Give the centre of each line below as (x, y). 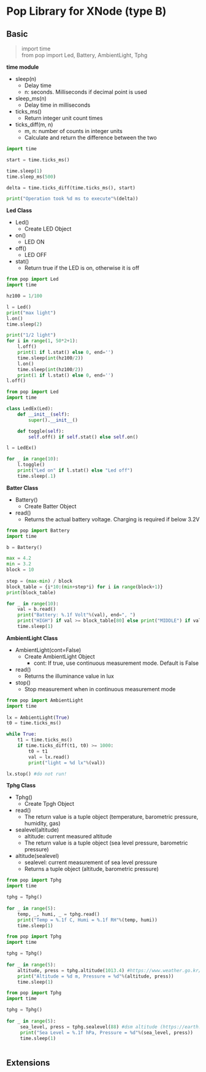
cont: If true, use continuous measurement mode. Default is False (116, 663)
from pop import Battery (38, 530)
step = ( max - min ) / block (39, 581)
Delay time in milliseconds (57, 105)
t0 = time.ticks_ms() (34, 723)
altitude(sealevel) (37, 856)
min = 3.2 (19, 564)
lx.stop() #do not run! (37, 774)
